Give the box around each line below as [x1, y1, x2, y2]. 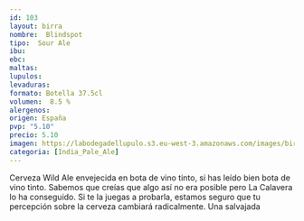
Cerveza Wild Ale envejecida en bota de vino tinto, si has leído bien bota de [9, 172, 291, 183]
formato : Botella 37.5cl [9, 88, 103, 97]
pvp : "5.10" [9, 123, 54, 132]
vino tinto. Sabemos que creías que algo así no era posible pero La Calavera [9, 181, 293, 192]
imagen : [9, 139, 39, 148]
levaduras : [9, 80, 51, 89]
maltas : [9, 64, 39, 73]
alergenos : [9, 106, 51, 115]
